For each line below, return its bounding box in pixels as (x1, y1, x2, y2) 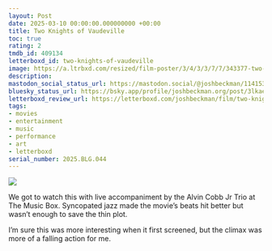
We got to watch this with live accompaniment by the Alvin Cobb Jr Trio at (8, 192, 256, 202)
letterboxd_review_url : (8, 95, 89, 103)
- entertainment (8, 117, 63, 125)
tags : (8, 102, 27, 110)
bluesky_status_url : (8, 87, 79, 96)
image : (8, 65, 31, 73)
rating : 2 (8, 42, 42, 50)
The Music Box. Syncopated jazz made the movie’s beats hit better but (8, 201, 244, 211)
